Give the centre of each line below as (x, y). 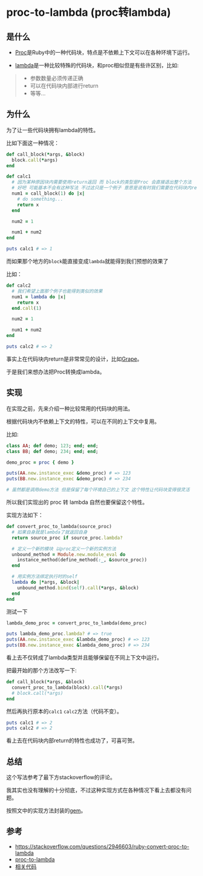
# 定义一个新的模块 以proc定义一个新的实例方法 (64, 549)
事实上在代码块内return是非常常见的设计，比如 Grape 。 (75, 359)
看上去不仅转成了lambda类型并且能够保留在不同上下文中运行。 (84, 657)
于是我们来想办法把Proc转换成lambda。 (56, 372)
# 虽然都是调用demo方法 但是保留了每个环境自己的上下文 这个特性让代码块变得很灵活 (98, 490)
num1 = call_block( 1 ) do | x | (48, 194)
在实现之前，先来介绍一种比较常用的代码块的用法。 (70, 408)
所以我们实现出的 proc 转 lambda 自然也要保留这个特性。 (77, 502)
